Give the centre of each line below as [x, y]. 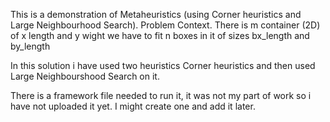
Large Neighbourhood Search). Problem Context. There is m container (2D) [165, 25]
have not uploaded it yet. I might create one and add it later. [133, 106]
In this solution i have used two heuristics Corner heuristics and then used [163, 65]
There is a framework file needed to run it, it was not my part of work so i [161, 95]
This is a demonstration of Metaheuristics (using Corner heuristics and [156, 14]
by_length [30, 46]
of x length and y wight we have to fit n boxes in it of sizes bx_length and [160, 35]
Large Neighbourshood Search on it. [85, 76]
